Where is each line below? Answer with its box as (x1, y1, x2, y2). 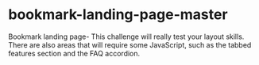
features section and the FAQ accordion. (8, 48, 141, 58)
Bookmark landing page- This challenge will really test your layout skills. (8, 32, 245, 41)
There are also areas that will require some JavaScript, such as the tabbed (8, 40, 252, 49)
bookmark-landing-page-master (8, 6, 228, 24)
